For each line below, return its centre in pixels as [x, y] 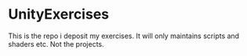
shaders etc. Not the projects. [56, 44]
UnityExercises [59, 14]
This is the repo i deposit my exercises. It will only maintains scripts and [124, 36]
